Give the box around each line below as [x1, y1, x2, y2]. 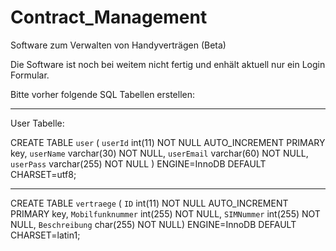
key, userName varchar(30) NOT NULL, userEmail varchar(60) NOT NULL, [10, 147, 309, 159]
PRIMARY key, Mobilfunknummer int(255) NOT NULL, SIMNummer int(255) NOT [10, 207, 321, 220]
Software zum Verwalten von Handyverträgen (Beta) [10, 39, 227, 51]
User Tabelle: [10, 117, 65, 129]
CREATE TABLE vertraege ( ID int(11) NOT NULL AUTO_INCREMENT [10, 197, 289, 209]
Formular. [10, 69, 50, 81]
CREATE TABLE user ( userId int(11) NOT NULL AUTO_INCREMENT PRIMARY [10, 136, 326, 148]
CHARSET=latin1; [10, 229, 81, 241]
